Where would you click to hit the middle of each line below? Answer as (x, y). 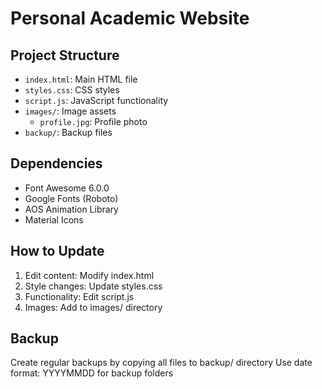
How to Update (57, 251)
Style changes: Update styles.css (93, 286)
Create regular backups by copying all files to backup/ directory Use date (161, 363)
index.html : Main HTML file (81, 79)
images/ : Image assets (70, 111)
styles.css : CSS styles (72, 90)
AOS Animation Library (71, 209)
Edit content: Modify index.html (89, 275)
